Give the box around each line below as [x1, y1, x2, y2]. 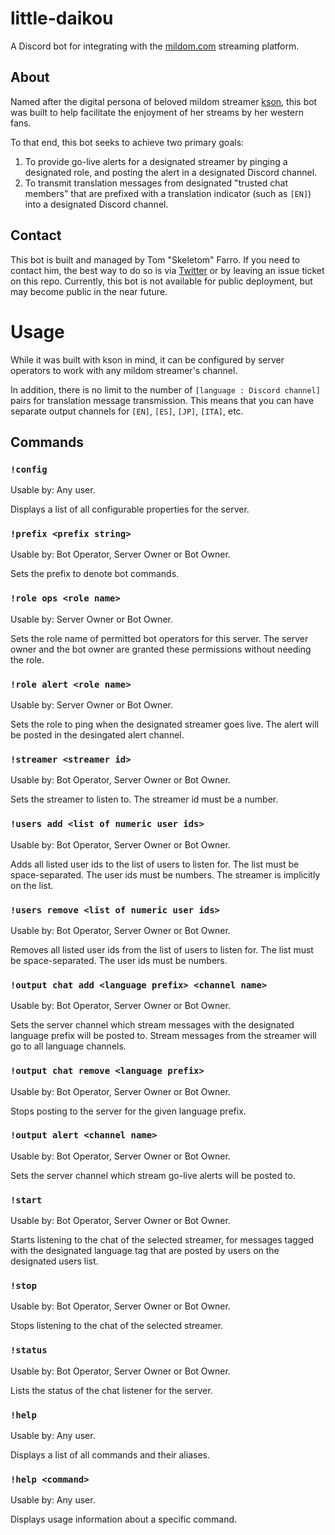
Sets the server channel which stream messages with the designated [10, 1019, 295, 1031]
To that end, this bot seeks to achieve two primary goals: [10, 136, 245, 148]
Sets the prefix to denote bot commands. [10, 568, 180, 580]
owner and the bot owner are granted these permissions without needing [10, 643, 312, 655]
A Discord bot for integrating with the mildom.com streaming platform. [10, 40, 300, 52]
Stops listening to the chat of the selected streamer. [10, 1320, 224, 1332]
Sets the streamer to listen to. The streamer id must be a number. [10, 793, 279, 806]
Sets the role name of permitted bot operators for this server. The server [10, 632, 309, 644]
